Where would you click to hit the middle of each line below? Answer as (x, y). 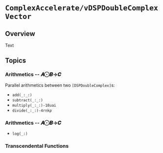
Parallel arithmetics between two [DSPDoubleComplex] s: (60, 85)
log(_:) (20, 134)
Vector (18, 17)
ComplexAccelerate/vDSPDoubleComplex (82, 8)
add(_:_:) (22, 95)
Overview (20, 33)
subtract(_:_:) (28, 100)
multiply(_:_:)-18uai (34, 105)
